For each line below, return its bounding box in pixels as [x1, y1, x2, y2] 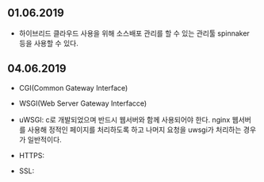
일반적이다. [27, 134, 63, 144]
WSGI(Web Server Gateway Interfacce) [18, 99, 147, 108]
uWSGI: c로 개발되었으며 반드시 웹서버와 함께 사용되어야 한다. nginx [18, 114, 231, 124]
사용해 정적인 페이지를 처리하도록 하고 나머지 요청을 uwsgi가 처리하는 [27, 125, 242, 134]
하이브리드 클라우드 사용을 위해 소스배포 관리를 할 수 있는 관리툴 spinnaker [18, 28, 251, 38]
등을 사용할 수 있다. [18, 38, 78, 48]
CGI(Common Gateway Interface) [18, 83, 128, 92]
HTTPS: [18, 150, 45, 160]
